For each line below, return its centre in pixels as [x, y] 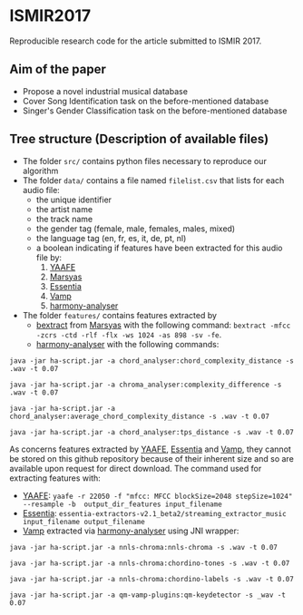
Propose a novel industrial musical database [105, 91]
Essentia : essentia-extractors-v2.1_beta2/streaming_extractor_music [155, 512]
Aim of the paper [58, 69]
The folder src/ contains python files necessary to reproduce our [145, 161]
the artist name [64, 209]
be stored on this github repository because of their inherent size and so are [152, 458]
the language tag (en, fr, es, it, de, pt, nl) [111, 238]
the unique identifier [73, 200]
